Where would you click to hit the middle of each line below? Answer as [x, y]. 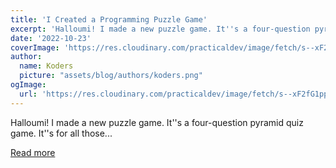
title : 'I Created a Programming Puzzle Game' [109, 19]
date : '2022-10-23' [51, 38]
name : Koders [46, 66]
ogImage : [28, 85]
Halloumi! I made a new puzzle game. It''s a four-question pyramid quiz [157, 122]
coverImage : [35, 47]
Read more [33, 152]
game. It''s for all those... [61, 133]
